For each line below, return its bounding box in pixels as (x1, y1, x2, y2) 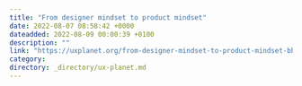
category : (9, 55, 47, 64)
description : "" (9, 38, 70, 47)
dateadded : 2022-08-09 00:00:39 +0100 (9, 30, 155, 39)
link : (9, 47, 30, 56)
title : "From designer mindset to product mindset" (9, 13, 207, 22)
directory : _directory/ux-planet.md (9, 64, 147, 73)
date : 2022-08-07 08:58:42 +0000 (9, 21, 135, 30)
